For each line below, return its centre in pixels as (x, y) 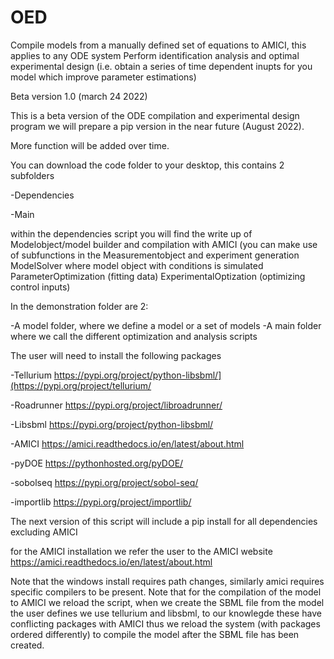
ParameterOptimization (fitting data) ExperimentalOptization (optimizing (158, 276)
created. (27, 645)
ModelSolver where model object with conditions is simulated (137, 265)
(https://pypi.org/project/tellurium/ (81, 385)
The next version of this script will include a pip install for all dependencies (164, 521)
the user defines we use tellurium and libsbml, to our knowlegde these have (166, 613)
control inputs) (40, 287)
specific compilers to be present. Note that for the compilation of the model (166, 592)
